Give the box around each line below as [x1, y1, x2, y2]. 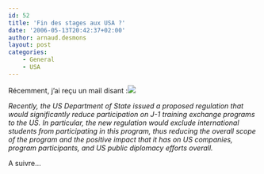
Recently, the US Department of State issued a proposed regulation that [8, 100, 244, 111]
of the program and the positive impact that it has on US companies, [8, 134, 233, 144]
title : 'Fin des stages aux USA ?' [8, 19, 126, 27]
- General [22, 56, 55, 64]
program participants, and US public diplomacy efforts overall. [8, 143, 213, 153]
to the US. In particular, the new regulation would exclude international [8, 118, 239, 127]
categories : [8, 48, 48, 56]
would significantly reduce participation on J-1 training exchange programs [8, 109, 255, 119]
